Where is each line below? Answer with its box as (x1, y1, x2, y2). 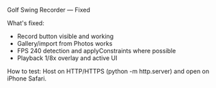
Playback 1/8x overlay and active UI (16, 54, 118, 62)
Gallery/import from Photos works (16, 40, 113, 47)
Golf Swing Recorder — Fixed (7, 6, 90, 14)
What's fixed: (7, 19, 44, 27)
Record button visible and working (16, 32, 114, 40)
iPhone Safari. (7, 74, 46, 83)
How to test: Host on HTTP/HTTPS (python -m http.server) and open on (7, 68, 210, 75)
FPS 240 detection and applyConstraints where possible (16, 47, 176, 55)
